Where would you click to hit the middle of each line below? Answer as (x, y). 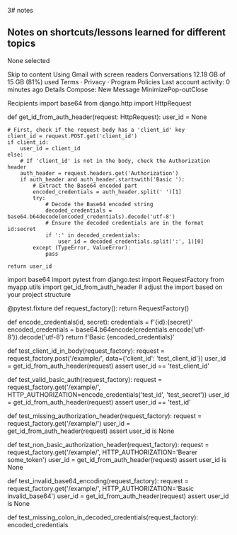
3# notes (21, 10)
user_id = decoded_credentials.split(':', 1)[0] (131, 241)
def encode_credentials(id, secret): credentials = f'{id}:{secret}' (100, 322)
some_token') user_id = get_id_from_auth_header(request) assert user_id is (117, 459)
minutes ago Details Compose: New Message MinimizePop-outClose (108, 89)
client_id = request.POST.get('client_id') (73, 136)
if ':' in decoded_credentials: (93, 235)
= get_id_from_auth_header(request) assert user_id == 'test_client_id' (109, 366)
